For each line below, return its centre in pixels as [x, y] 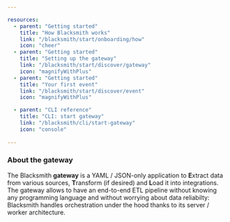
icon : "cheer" [40, 46]
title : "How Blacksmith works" [65, 33]
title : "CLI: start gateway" [62, 117]
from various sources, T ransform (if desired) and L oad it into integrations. [113, 182]
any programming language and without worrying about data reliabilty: [108, 197]
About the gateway [40, 160]
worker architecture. [37, 212]
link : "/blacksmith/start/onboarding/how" [82, 39]
